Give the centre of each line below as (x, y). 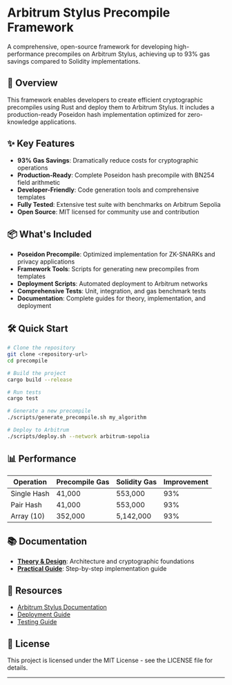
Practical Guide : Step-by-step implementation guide (92, 569)
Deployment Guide (44, 614)
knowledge (23, 122)
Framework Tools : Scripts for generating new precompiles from (108, 269)
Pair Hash (27, 504)
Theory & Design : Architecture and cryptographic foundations (106, 561)
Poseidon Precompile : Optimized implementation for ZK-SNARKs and (116, 255)
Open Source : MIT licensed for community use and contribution (108, 212)
